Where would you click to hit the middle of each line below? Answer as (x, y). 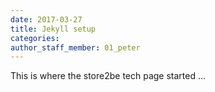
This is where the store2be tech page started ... (108, 76)
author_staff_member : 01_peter (75, 47)
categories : (35, 38)
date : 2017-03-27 (46, 19)
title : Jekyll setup (53, 29)
